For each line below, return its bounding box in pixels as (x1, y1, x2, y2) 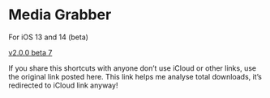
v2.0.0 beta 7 (8, 47, 53, 57)
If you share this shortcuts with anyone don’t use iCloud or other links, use (8, 63, 257, 73)
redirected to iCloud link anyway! (8, 80, 118, 90)
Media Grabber (8, 6, 112, 24)
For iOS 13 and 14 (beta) (8, 32, 89, 42)
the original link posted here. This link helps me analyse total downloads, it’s (8, 71, 262, 81)
